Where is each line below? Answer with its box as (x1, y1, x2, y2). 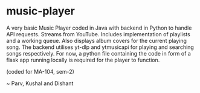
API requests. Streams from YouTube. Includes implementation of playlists (6, 30, 190, 37)
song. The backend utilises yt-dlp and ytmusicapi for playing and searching (6, 43, 195, 51)
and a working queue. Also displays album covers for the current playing (6, 37, 187, 44)
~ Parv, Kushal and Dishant (6, 80, 74, 87)
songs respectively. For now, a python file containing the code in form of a (6, 50, 192, 57)
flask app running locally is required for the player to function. (6, 56, 160, 63)
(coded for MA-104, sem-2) (6, 68, 74, 75)
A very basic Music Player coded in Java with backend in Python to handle (6, 24, 192, 31)
